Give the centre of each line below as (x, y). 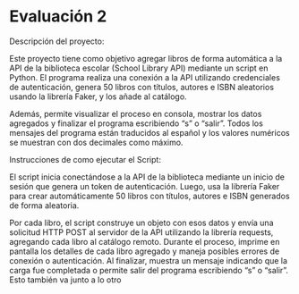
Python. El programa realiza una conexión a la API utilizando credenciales (145, 77)
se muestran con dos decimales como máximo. (96, 142)
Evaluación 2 (58, 17)
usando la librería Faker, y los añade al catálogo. (98, 97)
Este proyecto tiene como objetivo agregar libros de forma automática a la (146, 58)
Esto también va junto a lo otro (65, 280)
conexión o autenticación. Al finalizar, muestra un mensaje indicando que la (149, 260)
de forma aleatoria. (44, 205)
